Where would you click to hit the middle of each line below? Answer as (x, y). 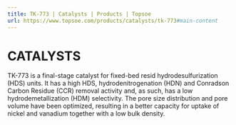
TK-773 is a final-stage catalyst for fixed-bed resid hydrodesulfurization (113, 76)
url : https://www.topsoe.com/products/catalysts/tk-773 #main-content (113, 21)
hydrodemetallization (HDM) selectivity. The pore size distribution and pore (118, 99)
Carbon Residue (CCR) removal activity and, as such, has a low (100, 91)
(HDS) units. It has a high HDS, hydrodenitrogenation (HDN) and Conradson (118, 84)
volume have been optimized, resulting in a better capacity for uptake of (113, 106)
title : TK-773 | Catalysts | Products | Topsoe (79, 14)
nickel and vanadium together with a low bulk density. (86, 114)
